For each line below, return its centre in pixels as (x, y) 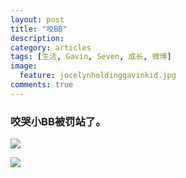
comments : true (42, 85)
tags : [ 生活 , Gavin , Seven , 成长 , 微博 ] (91, 57)
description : (37, 38)
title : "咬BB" (39, 29)
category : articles (51, 47)
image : (24, 66)
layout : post (37, 19)
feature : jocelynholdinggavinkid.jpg (98, 76)
